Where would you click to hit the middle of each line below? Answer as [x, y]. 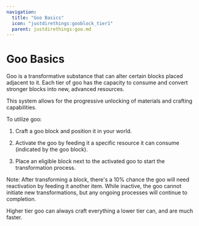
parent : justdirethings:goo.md [52, 29]
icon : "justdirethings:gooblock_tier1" [63, 23]
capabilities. [21, 108]
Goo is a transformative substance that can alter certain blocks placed [95, 76]
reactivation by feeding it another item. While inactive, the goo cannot [94, 186]
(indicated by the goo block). [52, 150]
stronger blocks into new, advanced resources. [65, 89]
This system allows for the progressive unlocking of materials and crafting [99, 101]
